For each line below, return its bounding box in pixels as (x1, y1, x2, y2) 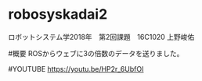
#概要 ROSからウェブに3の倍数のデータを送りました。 (8, 48, 184, 58)
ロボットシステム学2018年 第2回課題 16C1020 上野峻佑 (8, 32, 195, 41)
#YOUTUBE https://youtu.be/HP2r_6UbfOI (8, 64, 144, 73)
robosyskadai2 (8, 5, 108, 23)
